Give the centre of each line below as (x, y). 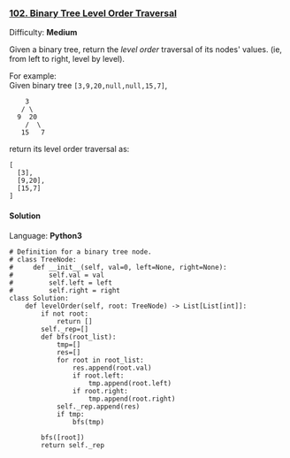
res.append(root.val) (112, 368)
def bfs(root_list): (79, 337)
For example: (33, 76)
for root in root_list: (100, 360)
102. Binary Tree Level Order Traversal (93, 13)
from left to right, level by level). (67, 59)
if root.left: (98, 375)
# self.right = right (65, 290)
